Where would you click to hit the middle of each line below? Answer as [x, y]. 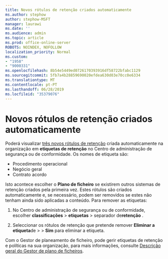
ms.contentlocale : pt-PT [31, 84]
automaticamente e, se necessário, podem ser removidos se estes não [78, 195]
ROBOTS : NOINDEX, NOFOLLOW [33, 47]
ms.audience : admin [26, 33]
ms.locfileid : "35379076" [32, 94]
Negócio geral [27, 169]
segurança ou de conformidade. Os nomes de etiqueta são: [67, 154]
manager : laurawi [23, 24]
